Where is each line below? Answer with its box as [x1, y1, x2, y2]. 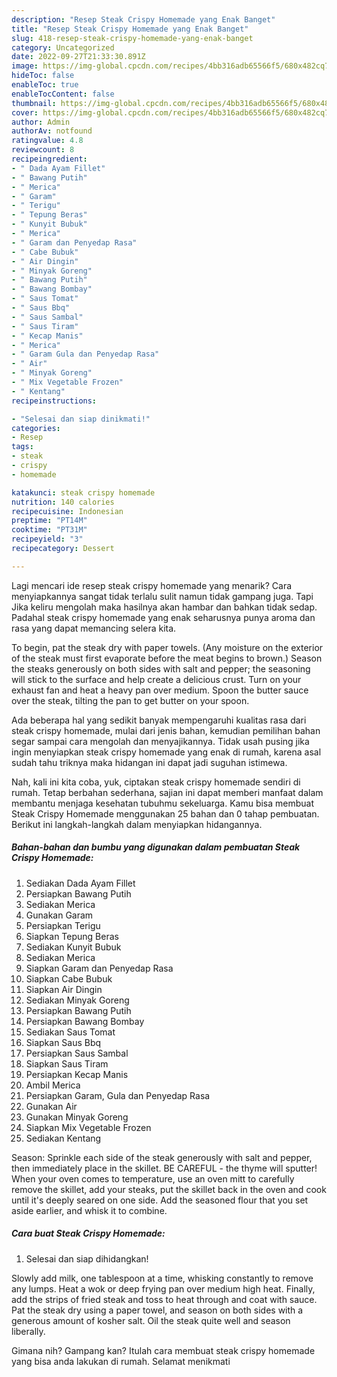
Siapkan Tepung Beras [25, 930, 119, 942]
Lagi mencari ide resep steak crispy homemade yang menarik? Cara [11, 579, 293, 591]
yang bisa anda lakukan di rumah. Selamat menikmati [11, 1355, 231, 1367]
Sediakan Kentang [25, 1132, 102, 1144]
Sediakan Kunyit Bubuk [25, 941, 122, 953]
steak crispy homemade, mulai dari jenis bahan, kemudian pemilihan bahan [11, 724, 321, 736]
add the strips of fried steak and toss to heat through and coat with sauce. [11, 1293, 318, 1305]
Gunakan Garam [25, 909, 94, 921]
